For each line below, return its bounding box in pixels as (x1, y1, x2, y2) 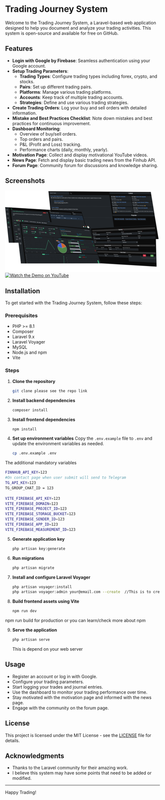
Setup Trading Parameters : (12, 68, 69, 74)
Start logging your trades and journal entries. (12, 684, 103, 690)
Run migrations (12, 555, 44, 561)
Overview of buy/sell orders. (19, 131, 77, 137)
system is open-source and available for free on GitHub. (5, 30, 119, 36)
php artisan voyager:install (12, 584, 72, 590)
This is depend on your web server (12, 646, 83, 652)
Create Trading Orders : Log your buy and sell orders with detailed (12, 104, 147, 110)
